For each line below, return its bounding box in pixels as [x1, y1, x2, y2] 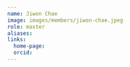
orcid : [13, 50, 33, 57]
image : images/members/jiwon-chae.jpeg [7, 17, 124, 24]
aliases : [7, 29, 33, 37]
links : [7, 36, 27, 43]
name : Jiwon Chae [7, 10, 58, 17]
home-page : [13, 43, 45, 50]
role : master [7, 23, 45, 30]
